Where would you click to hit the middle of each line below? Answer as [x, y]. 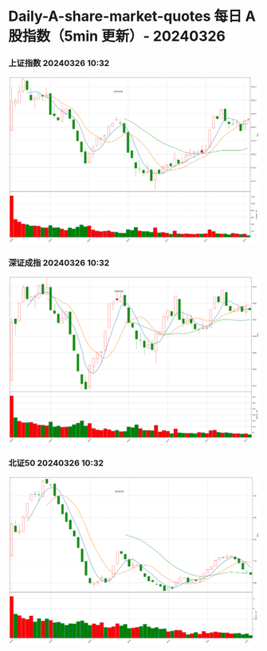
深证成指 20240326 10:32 [59, 262]
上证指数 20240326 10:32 [59, 63]
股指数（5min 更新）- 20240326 [117, 36]
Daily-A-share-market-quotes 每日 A [132, 16]
